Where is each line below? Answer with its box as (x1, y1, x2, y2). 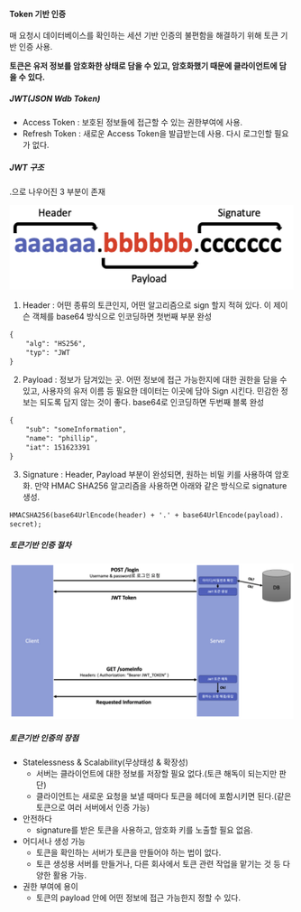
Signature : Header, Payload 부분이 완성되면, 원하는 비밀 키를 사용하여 (22, 469, 273, 479)
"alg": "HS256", (25, 339, 87, 348)
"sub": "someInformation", (25, 424, 127, 433)
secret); (9, 519, 42, 528)
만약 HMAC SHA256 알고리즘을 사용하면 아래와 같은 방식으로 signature (34, 479, 287, 491)
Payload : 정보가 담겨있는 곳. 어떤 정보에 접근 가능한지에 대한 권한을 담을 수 (22, 374, 287, 385)
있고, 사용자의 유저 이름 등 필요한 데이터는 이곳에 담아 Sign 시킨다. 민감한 (22, 385, 279, 396)
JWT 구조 (9, 162, 45, 172)
